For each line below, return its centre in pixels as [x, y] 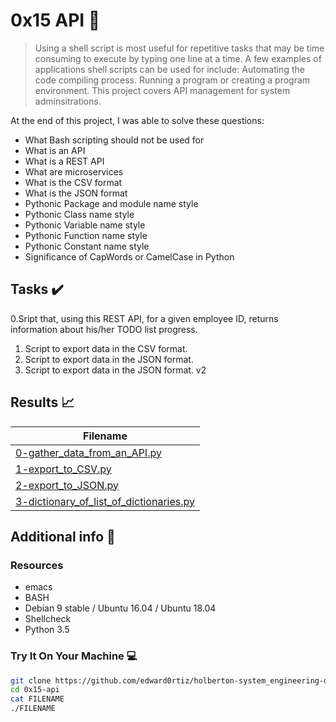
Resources [37, 565]
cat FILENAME [37, 699]
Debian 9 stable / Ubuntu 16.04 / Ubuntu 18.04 [120, 608]
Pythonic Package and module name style [111, 203]
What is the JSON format [76, 193]
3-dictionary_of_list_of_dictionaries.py [105, 501]
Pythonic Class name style [79, 214]
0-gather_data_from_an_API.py [88, 452]
